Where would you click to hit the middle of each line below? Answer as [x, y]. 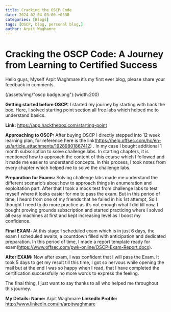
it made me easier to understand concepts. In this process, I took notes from [86, 162]
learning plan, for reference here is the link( [51, 140]
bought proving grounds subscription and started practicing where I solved [84, 210]
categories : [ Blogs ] [27, 19]
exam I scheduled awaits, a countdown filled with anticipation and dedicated [86, 236]
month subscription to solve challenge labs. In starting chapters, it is [77, 152]
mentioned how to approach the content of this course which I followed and [85, 157]
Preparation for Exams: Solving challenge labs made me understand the [82, 178]
